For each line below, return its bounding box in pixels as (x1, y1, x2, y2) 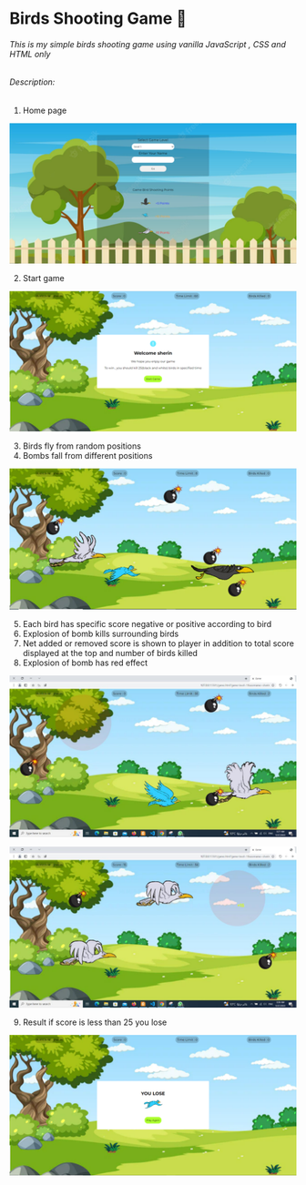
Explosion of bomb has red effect (22, 657, 148, 668)
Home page (22, 105, 67, 116)
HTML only (9, 48, 51, 59)
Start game (22, 273, 66, 284)
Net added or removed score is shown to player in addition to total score (22, 638, 294, 649)
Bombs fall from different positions (22, 451, 153, 461)
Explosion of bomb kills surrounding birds (22, 628, 179, 640)
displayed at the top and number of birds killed (22, 648, 199, 659)
